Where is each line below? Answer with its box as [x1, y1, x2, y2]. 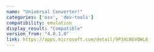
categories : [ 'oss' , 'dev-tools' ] [6, 14, 94, 20]
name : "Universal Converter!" [6, 8, 83, 15]
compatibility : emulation [6, 20, 72, 26]
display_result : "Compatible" [6, 25, 83, 32]
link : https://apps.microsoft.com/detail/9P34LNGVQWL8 [6, 36, 149, 42]
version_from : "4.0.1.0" [6, 31, 69, 37]
